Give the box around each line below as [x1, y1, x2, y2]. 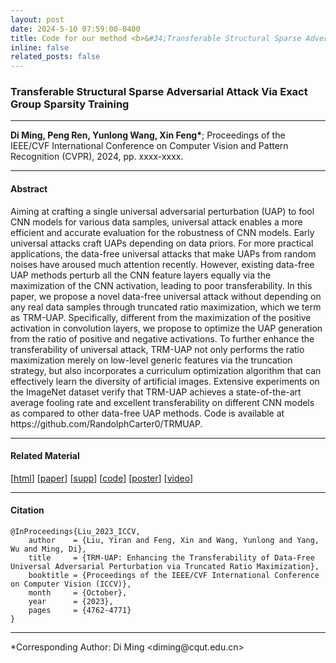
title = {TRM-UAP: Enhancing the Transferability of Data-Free [28, 553, 315, 563]
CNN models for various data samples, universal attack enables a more [10, 216, 303, 228]
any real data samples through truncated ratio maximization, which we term [10, 301, 322, 313]
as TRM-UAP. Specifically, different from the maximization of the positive [10, 311, 312, 323]
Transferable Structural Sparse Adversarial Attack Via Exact [10, 85, 308, 99]
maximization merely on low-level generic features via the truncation [10, 354, 293, 366]
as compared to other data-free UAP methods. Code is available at [10, 407, 285, 419]
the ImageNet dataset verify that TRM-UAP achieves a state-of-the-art [10, 386, 302, 398]
